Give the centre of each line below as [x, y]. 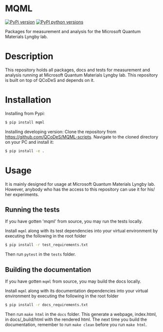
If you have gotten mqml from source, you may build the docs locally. [73, 281]
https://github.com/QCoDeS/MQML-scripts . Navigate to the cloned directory [82, 137]
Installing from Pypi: [25, 113]
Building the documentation [48, 269]
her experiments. [22, 194]
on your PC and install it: [30, 142]
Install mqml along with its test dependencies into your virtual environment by [81, 231]
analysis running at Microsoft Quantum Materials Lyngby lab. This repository [81, 75]
